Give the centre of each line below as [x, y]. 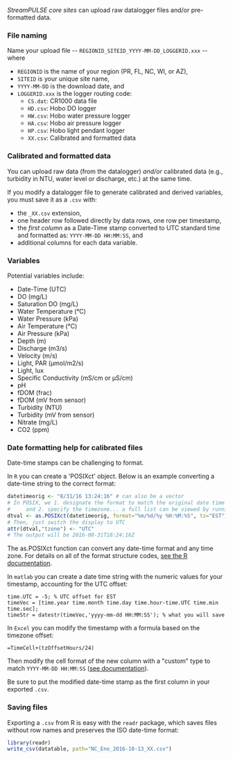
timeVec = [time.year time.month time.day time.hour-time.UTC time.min [113, 603]
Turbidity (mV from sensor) [56, 415]
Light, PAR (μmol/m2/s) [50, 363]
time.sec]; [23, 609]
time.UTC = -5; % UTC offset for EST [62, 597]
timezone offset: [31, 635]
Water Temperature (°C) [52, 311]
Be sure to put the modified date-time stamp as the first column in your [109, 682]
